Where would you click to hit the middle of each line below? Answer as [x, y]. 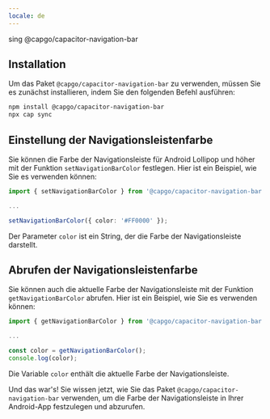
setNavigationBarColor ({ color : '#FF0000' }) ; [88, 220]
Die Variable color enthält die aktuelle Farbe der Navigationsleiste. [119, 374]
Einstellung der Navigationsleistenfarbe [111, 140]
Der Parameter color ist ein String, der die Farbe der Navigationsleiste [125, 236]
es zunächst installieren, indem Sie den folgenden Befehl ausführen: [122, 92]
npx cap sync [30, 115]
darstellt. [23, 244]
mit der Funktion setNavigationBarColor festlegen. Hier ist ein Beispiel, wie [133, 168]
